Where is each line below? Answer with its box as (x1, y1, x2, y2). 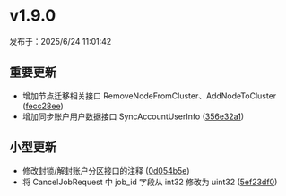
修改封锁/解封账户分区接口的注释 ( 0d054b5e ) (22, 165, 190, 175)
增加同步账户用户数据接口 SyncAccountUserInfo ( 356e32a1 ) (22, 111, 245, 122)
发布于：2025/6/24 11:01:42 (9, 36, 112, 47)
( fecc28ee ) (22, 100, 65, 111)
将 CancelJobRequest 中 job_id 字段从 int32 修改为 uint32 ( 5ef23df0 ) (22, 176, 278, 187)
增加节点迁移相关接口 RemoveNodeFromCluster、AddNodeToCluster (22, 90, 277, 101)
